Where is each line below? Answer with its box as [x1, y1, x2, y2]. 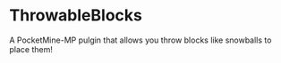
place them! [9, 43, 54, 54]
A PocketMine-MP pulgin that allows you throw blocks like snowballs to [9, 35, 272, 45]
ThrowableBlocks [9, 5, 143, 26]
